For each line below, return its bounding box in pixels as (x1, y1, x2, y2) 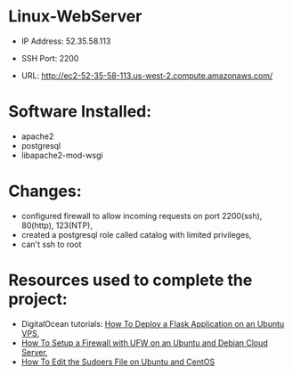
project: (8, 289, 68, 309)
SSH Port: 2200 (20, 53, 79, 63)
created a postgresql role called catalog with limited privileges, (20, 229, 252, 240)
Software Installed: (8, 102, 152, 122)
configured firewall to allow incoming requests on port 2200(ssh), (20, 210, 263, 221)
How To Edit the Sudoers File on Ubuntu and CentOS (20, 356, 216, 367)
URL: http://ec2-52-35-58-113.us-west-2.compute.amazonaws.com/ (20, 69, 273, 81)
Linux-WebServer (8, 6, 142, 27)
